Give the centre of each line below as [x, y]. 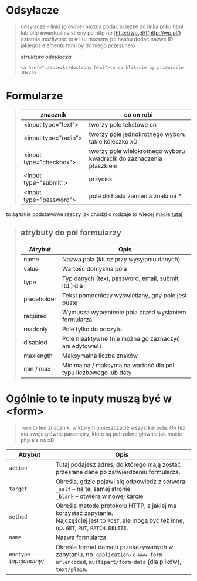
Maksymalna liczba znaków [100, 356]
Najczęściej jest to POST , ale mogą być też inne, [120, 520]
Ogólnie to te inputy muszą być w [89, 399]
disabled [35, 342]
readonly [35, 329]
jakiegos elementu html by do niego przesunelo [78, 45]
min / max [37, 368]
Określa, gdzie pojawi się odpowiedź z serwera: [121, 482]
